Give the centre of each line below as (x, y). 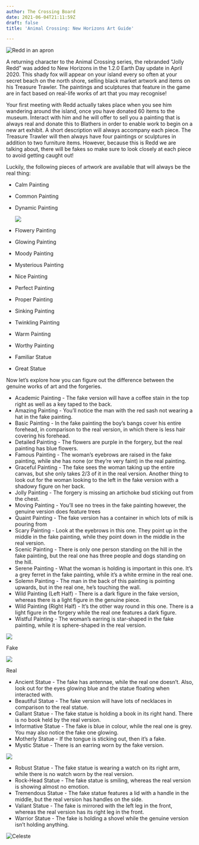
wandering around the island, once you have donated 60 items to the (91, 111)
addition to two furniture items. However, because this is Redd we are (91, 143)
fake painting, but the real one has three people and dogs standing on (100, 556)
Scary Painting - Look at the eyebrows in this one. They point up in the (101, 531)
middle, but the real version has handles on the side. (79, 799)
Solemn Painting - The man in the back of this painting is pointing (95, 581)
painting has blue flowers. (46, 449)
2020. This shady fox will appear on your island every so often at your (92, 74)
